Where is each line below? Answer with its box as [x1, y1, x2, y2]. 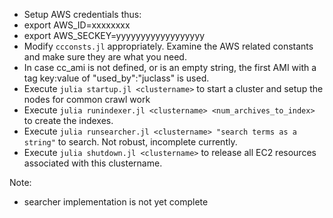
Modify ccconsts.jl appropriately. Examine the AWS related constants [23, 40, 314, 52]
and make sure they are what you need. [23, 51, 187, 63]
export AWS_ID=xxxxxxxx [23, 19, 131, 31]
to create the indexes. [23, 115, 114, 126]
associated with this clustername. [23, 157, 163, 169]
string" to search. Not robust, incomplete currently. [23, 136, 238, 148]
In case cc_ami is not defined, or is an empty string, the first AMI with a [23, 62, 317, 73]
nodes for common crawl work [23, 94, 151, 105]
